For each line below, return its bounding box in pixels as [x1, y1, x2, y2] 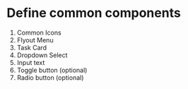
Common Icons [16, 28, 61, 37]
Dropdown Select [16, 51, 68, 59]
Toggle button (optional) [16, 66, 88, 74]
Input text [16, 58, 45, 66]
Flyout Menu [16, 35, 54, 44]
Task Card [16, 43, 47, 52]
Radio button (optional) [16, 73, 84, 82]
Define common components [6, 5, 181, 21]
